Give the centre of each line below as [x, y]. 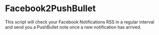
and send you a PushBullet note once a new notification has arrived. [73, 27]
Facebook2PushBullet [51, 9]
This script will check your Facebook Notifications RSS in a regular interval [80, 22]
